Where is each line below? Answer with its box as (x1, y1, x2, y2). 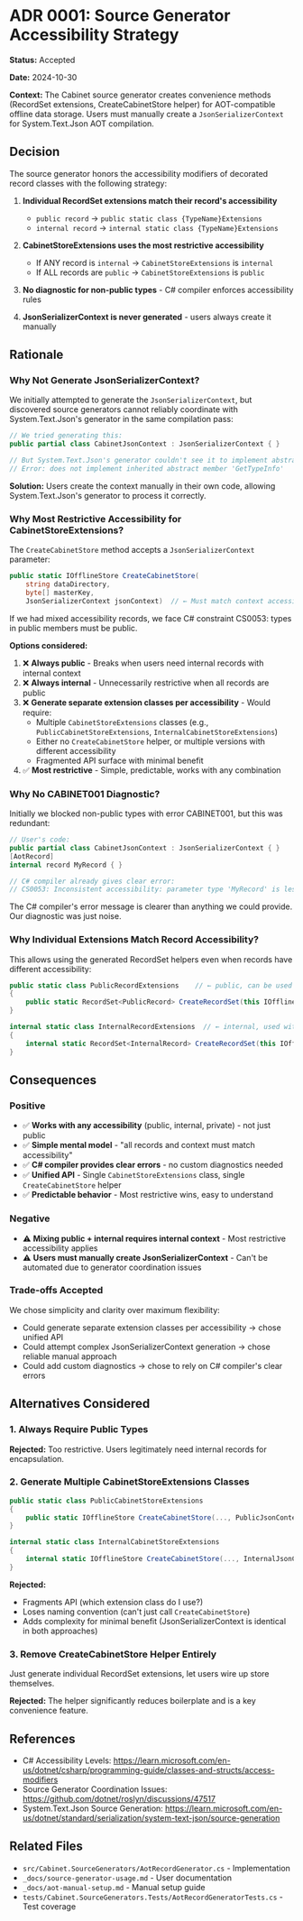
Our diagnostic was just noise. (9, 911, 122, 922)
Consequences (9, 1072, 97, 1088)
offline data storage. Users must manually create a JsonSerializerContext (9, 108, 284, 119)
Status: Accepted (9, 54, 76, 65)
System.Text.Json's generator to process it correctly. (9, 490, 207, 501)
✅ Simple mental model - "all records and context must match (22, 1140, 255, 1151)
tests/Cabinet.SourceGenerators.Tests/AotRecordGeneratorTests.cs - (22, 1891, 284, 1902)
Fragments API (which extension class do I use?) (22, 1596, 204, 1607)
